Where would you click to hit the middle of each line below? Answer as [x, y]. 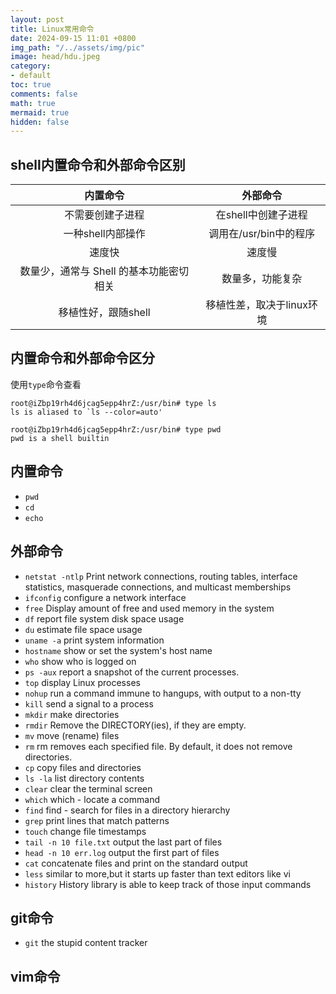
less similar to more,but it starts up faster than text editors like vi [157, 873]
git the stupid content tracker [86, 943]
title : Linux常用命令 [52, 29]
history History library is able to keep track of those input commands [168, 884]
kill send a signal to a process [89, 703]
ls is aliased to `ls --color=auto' [86, 412]
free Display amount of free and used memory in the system [149, 608]
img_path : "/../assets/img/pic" [77, 47]
